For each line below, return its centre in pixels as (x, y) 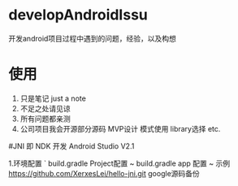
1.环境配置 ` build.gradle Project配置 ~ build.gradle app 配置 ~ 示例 (119, 163)
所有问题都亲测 (45, 119)
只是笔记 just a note (53, 98)
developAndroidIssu (78, 15)
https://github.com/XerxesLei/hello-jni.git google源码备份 (104, 173)
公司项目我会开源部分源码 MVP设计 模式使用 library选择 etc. (120, 128)
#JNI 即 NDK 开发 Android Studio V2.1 (71, 146)
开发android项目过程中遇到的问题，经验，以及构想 (93, 38)
